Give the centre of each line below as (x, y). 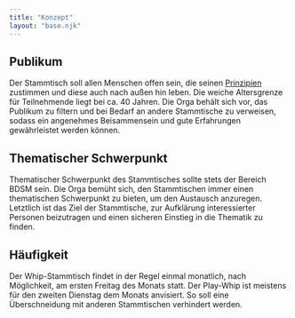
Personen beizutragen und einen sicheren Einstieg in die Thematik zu (136, 218)
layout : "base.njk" (45, 26)
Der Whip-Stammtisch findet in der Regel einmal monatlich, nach (128, 275)
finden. (22, 227)
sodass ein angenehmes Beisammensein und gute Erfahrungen (125, 121)
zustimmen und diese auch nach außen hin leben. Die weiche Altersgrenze (146, 92)
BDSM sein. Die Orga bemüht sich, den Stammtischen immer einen (132, 189)
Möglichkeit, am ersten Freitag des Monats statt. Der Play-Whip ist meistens (148, 285)
